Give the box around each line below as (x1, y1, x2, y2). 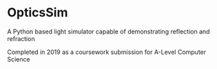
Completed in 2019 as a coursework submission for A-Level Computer (7, 48, 207, 56)
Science (7, 55, 30, 63)
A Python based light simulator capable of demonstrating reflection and (7, 27, 210, 36)
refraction (7, 34, 36, 42)
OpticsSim (7, 5, 68, 20)
